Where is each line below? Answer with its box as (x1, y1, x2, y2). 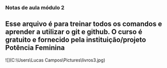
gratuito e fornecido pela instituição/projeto (5, 36, 146, 44)
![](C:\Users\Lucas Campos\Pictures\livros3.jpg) (5, 57, 105, 63)
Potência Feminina (5, 44, 65, 52)
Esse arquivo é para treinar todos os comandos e (5, 20, 162, 28)
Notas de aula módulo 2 (5, 4, 65, 11)
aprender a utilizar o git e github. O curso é (5, 27, 143, 37)
